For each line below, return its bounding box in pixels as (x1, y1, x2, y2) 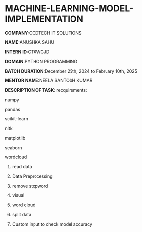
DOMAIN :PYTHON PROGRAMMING (5, 58, 78, 64)
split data (12, 211, 32, 217)
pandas (5, 106, 21, 112)
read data (12, 163, 32, 169)
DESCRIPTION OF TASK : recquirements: (5, 87, 87, 93)
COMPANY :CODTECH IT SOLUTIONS (5, 30, 82, 36)
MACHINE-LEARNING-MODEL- (5, 3, 134, 14)
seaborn (5, 144, 22, 151)
